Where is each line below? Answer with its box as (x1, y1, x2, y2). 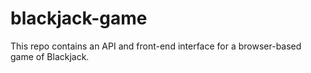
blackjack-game (10, 7, 148, 30)
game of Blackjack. (10, 50, 90, 62)
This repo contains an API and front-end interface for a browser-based (10, 40, 302, 52)
